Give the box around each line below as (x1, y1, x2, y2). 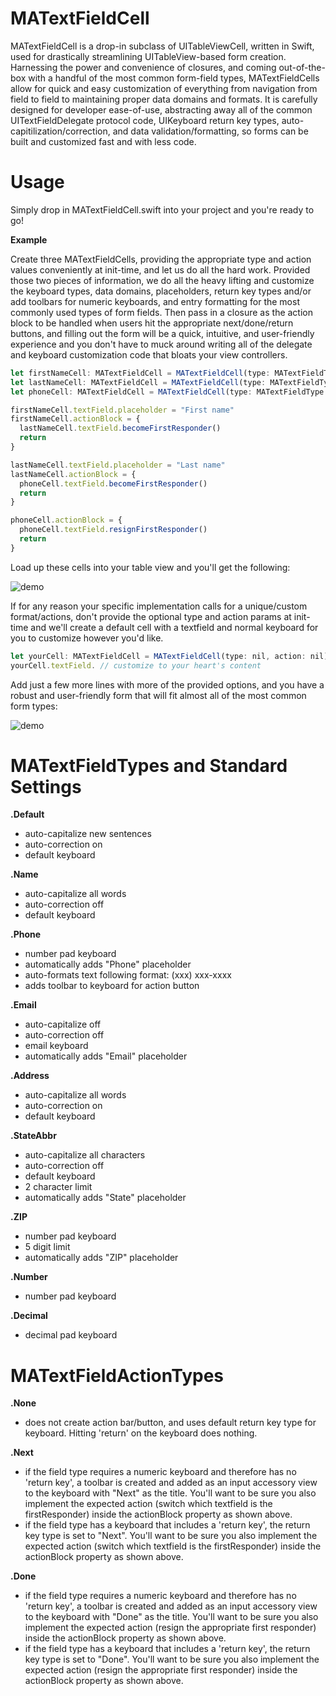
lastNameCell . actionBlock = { (10, 469, 137, 479)
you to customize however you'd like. (10, 632, 164, 644)
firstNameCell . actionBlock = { (10, 414, 141, 424)
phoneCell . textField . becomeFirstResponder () (19, 478, 208, 489)
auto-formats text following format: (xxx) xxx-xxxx (24, 969, 232, 981)
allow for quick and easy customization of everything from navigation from (10, 82, 318, 94)
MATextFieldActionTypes (10, 1364, 225, 1387)
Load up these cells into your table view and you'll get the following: (10, 561, 291, 573)
